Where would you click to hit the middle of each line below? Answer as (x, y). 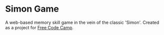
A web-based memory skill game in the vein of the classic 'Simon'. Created (82, 22)
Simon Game (32, 9)
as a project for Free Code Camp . (39, 27)
